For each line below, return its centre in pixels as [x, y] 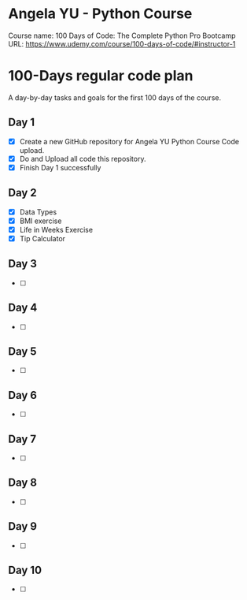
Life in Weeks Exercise [56, 229]
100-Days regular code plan [101, 76]
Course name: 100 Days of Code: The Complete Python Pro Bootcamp [122, 35]
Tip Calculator [42, 238]
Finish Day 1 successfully [60, 167]
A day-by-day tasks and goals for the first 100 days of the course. [115, 97]
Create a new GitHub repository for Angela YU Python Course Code [129, 141]
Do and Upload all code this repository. [83, 158]
